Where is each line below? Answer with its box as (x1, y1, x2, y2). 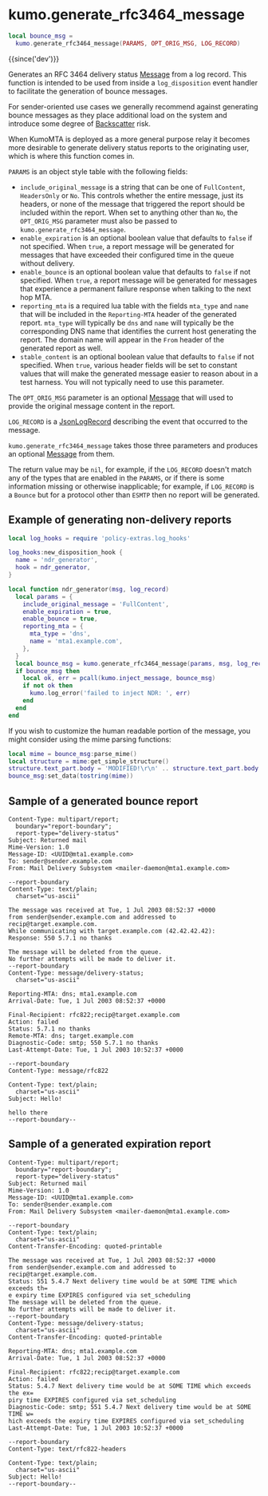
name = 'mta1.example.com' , (29, 637, 124, 645)
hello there (8, 1108, 48, 1117)
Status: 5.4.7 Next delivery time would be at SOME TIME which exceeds (8, 1382, 251, 1390)
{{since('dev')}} (8, 53, 60, 63)
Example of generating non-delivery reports (8, 513, 232, 527)
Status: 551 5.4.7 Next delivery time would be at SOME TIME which (8, 1277, 238, 1285)
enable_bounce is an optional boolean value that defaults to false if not (19, 267, 251, 276)
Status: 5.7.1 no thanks (8, 1024, 91, 1033)
